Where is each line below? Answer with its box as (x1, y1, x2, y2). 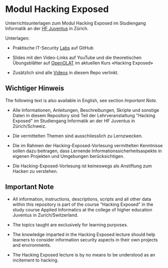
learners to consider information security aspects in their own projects (12, 236, 158, 242)
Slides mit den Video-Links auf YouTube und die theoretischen (12, 54, 142, 61)
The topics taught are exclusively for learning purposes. (12, 221, 128, 227)
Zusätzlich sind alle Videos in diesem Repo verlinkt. (12, 69, 119, 76)
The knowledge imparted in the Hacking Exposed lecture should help (12, 231, 155, 237)
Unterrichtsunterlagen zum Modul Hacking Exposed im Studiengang (5, 20, 146, 26)
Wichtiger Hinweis (5, 84, 64, 93)
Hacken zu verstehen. (12, 168, 58, 174)
